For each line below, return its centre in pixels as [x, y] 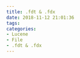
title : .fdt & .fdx [31, 12]
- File [15, 40]
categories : [21, 29]
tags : [13, 23]
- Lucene [17, 34]
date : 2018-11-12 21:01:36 [40, 18]
